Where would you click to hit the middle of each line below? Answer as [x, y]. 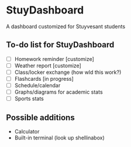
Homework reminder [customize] [54, 59]
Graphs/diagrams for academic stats [59, 92]
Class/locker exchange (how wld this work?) [68, 72]
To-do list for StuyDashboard [60, 45]
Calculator [27, 131]
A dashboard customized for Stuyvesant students [66, 26]
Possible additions [40, 117]
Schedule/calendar [37, 85]
